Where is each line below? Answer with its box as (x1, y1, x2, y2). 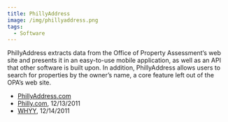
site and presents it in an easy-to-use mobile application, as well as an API (7, 56, 222, 65)
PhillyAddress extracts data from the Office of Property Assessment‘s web (7, 49, 222, 57)
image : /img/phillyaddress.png (7, 17, 99, 24)
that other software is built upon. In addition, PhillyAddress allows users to (7, 63, 221, 72)
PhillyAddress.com (17, 92, 71, 100)
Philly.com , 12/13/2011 (17, 99, 80, 108)
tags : (7, 23, 23, 30)
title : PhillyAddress (7, 10, 71, 17)
